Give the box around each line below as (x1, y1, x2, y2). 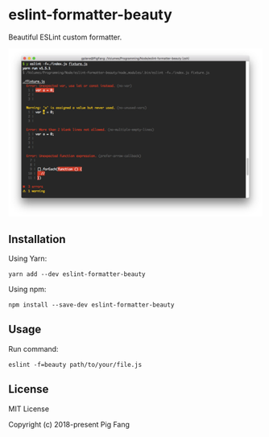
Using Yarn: (8, 254, 48, 263)
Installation (8, 232, 66, 246)
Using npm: (8, 284, 47, 294)
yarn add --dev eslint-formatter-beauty (8, 270, 147, 278)
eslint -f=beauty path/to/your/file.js (8, 361, 143, 369)
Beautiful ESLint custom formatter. (8, 32, 122, 42)
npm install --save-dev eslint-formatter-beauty (8, 300, 175, 309)
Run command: (8, 344, 59, 353)
